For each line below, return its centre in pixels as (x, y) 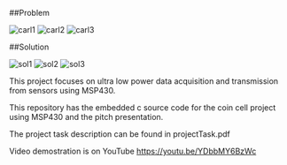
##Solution (29, 47)
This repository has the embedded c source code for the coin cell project (143, 108)
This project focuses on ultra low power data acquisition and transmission (144, 81)
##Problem (30, 13)
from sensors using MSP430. (62, 90)
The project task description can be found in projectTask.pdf (120, 134)
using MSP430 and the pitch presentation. (86, 117)
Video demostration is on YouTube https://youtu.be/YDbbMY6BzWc (133, 151)
